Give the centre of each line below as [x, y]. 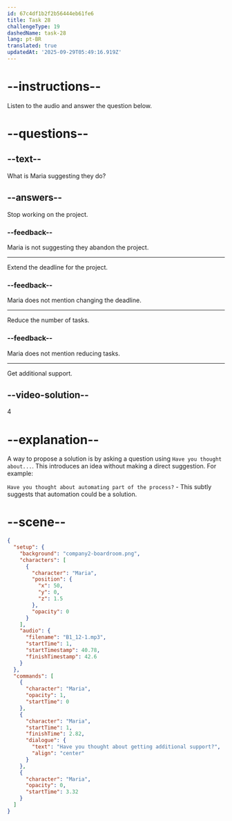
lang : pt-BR [24, 39]
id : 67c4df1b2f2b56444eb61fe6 [51, 14]
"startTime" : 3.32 [52, 792]
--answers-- [35, 198]
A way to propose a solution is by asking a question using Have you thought [115, 459]
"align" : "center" [58, 753]
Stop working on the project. [48, 214]
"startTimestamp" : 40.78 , [62, 651]
